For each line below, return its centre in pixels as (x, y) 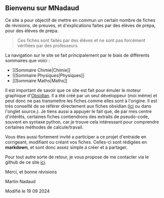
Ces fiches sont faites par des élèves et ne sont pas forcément (81, 40)
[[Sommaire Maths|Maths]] (40, 80)
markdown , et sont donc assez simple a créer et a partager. (66, 147)
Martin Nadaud (20, 181)
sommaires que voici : (27, 60)
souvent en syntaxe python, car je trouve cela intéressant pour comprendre (82, 122)
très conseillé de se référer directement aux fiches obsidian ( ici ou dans (78, 106)
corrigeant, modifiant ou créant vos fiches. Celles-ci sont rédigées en (76, 142)
